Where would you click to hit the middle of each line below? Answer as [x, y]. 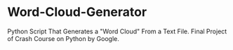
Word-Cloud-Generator [77, 12]
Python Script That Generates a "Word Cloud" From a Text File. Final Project [117, 31]
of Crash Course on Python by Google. [63, 38]
